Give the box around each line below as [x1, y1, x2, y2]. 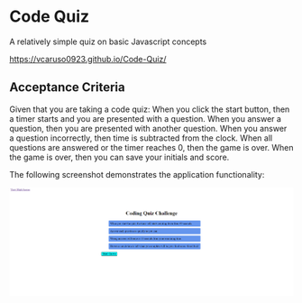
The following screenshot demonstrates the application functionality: [9, 169, 265, 179]
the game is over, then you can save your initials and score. [9, 151, 230, 162]
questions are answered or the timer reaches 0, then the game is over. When [9, 142, 295, 152]
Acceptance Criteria [9, 79, 125, 96]
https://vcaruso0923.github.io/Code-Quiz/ [9, 53, 167, 64]
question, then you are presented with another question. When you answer [9, 123, 288, 133]
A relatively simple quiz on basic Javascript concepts [9, 36, 207, 47]
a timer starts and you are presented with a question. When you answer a [9, 113, 282, 124]
